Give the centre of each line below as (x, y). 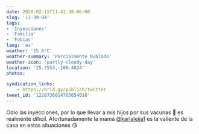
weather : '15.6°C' (29, 51)
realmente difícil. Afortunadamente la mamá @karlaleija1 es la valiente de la (99, 118)
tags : (13, 23)
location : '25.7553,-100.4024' (46, 68)
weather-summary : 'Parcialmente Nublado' (59, 56)
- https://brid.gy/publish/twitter (62, 90)
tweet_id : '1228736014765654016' (48, 96)
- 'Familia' (21, 34)
